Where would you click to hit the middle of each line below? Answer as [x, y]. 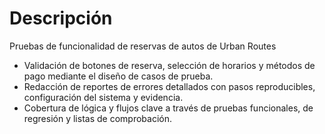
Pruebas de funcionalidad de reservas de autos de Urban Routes [143, 46]
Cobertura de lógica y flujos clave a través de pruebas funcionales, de [168, 108]
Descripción [61, 18]
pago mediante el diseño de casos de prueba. [118, 76]
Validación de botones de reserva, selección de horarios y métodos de [169, 65]
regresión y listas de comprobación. [97, 118]
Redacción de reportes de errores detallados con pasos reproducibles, [169, 86]
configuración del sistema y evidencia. [103, 97]
